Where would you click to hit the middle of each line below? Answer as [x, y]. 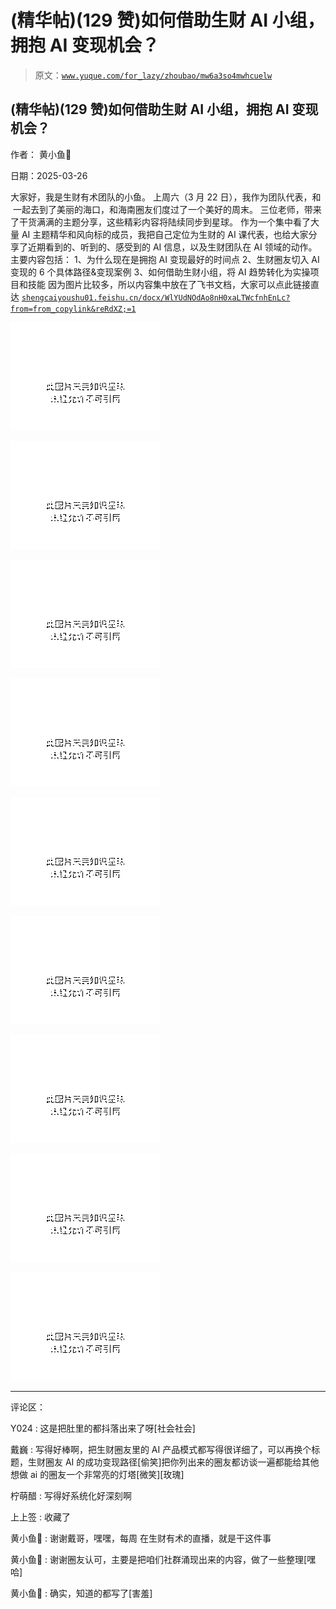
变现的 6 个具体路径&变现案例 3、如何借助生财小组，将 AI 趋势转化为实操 [160, 272]
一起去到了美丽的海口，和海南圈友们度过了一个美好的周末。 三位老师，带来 [167, 209]
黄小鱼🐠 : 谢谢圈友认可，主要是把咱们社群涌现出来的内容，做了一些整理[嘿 [163, 1559]
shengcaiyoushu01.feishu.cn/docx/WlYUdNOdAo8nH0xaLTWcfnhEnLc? [156, 297]
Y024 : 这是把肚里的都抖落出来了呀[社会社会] [103, 1428]
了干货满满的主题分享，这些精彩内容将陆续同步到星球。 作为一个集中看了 [160, 222]
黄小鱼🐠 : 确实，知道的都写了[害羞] [81, 1593]
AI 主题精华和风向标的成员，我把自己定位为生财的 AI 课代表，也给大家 [165, 234]
